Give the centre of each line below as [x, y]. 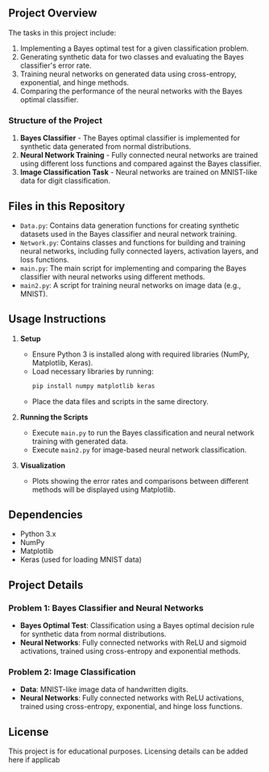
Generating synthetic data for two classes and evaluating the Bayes [132, 56]
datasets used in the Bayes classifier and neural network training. [128, 233]
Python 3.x [38, 534]
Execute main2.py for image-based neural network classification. [139, 449]
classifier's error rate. [56, 65]
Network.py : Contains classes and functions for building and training [132, 242]
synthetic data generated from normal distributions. [106, 147]
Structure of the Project [56, 120]
